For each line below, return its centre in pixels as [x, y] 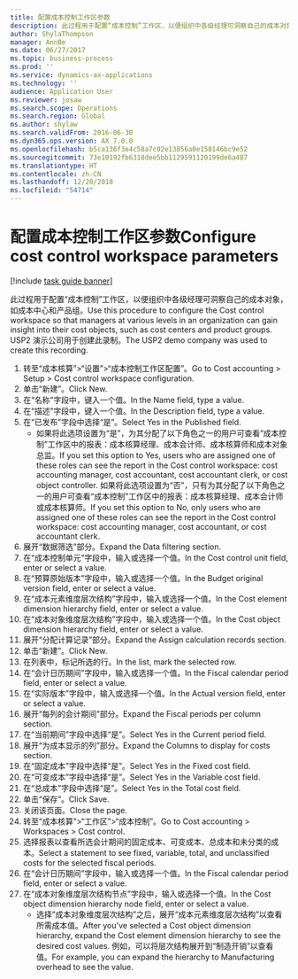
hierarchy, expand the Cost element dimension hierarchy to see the [158, 935]
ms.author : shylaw [44, 125]
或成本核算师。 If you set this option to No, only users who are [149, 507]
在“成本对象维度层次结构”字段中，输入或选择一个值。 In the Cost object [152, 619]
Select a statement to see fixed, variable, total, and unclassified [154, 852]
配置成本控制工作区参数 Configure [133, 237]
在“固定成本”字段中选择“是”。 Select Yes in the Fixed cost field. [137, 765]
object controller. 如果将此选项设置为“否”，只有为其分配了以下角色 [157, 485]
